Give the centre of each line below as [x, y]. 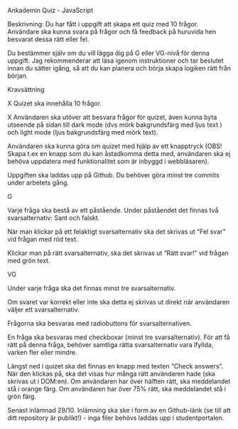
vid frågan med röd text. [43, 239]
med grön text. [29, 260]
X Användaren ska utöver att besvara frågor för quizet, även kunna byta [112, 117]
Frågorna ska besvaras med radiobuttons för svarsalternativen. [99, 323]
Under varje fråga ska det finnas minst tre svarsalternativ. [92, 288]
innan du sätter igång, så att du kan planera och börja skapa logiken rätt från [119, 68]
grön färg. [22, 396]
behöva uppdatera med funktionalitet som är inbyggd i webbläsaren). [108, 161]
